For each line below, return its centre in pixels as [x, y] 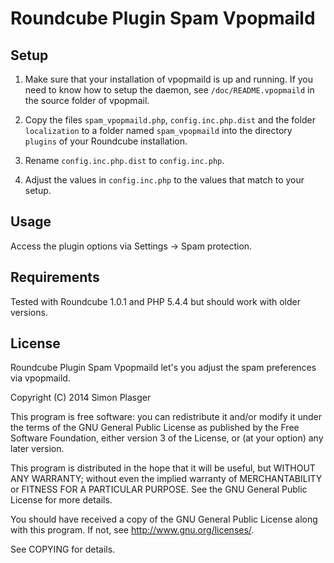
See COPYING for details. [63, 549]
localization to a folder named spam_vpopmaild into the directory [158, 130]
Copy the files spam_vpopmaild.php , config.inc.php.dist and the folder [170, 120]
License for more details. [61, 500]
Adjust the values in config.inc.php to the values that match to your [164, 180]
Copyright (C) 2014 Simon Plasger [81, 398]
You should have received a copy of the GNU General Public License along [164, 519]
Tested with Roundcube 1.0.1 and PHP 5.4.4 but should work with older [155, 301]
